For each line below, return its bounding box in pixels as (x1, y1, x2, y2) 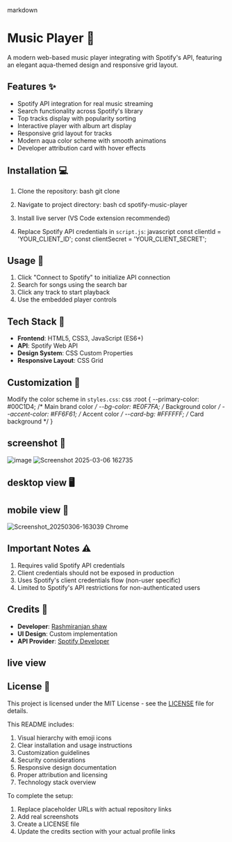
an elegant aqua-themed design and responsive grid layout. (7, 61, 179, 69)
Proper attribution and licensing (17, 770, 108, 779)
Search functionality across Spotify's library (17, 107, 144, 115)
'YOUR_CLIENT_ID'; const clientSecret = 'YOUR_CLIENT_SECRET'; (17, 235, 207, 243)
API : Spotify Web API (17, 341, 78, 350)
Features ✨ (7, 81, 56, 93)
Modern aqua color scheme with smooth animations (17, 136, 167, 145)
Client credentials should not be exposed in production (17, 568, 175, 577)
